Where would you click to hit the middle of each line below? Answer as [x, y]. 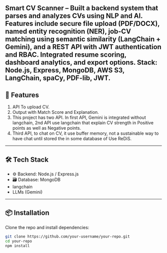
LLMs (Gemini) [27, 192]
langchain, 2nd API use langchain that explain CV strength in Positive [83, 123]
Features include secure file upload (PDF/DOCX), [83, 24]
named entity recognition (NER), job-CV [68, 32]
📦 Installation [27, 213]
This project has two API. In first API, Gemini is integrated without [79, 118]
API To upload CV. [31, 107]
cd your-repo [19, 241]
